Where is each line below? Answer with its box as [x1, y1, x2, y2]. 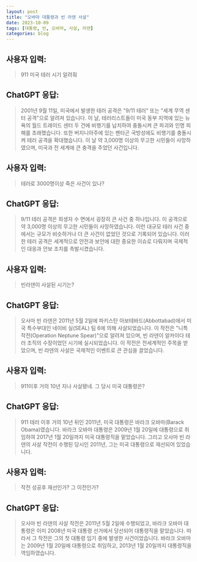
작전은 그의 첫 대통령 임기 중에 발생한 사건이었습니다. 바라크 [38, 535, 176, 542]
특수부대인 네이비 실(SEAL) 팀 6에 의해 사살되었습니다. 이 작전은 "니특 [27, 324, 188, 331]
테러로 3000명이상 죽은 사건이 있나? [20, 180, 105, 187]
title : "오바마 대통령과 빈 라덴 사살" [6, 14, 90, 20]
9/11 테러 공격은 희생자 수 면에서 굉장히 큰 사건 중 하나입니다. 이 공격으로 [20, 216, 188, 223]
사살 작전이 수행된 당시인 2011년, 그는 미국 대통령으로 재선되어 [31, 440, 175, 448]
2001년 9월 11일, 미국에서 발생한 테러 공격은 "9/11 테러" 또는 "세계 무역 [20, 107, 185, 114]
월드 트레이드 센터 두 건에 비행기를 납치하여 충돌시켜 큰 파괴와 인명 [31, 122, 185, 129]
